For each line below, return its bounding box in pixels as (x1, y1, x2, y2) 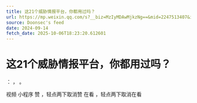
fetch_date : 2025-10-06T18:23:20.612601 (6, 31, 107, 36)
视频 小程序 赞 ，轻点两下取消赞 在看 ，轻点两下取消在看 (6, 91, 142, 98)
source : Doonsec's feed (6, 19, 64, 25)
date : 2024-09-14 (6, 25, 49, 31)
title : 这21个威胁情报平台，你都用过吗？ (6, 8, 96, 15)
